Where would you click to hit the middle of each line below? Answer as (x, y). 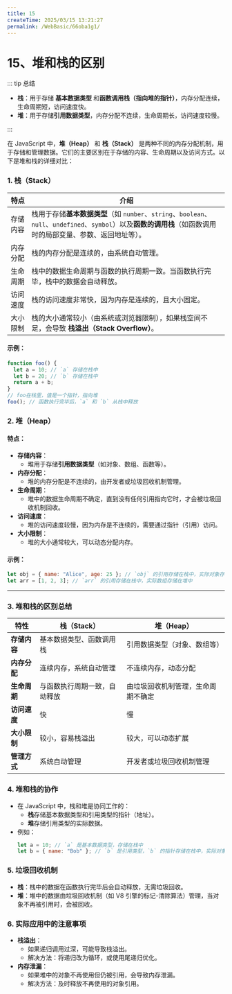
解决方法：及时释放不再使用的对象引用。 (85, 983)
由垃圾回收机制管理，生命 (168, 686)
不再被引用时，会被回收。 (60, 904)
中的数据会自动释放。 (87, 281)
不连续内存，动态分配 (161, 668)
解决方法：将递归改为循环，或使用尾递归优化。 (94, 957)
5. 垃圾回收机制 (32, 871)
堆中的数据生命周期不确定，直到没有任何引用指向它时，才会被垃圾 (121, 499)
